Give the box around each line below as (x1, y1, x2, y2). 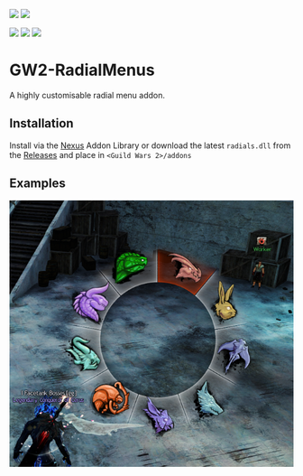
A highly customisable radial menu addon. (9, 89, 165, 100)
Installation (9, 116, 74, 131)
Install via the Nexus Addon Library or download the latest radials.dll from (9, 140, 291, 151)
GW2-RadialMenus (9, 60, 155, 80)
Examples (9, 176, 66, 191)
